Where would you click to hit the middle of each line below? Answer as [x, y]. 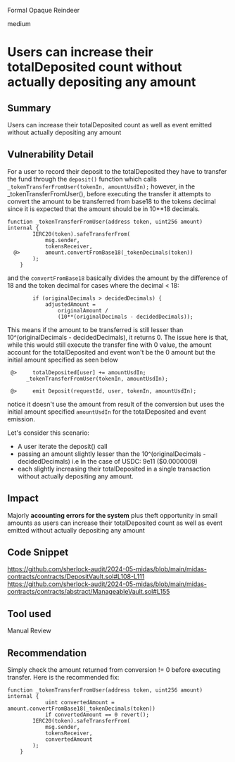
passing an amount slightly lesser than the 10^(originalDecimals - [112, 454]
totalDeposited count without [95, 67]
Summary [29, 108]
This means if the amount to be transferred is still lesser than [95, 329]
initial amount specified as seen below [63, 360]
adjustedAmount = [70, 304]
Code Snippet [38, 553]
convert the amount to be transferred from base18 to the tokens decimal [112, 201]
